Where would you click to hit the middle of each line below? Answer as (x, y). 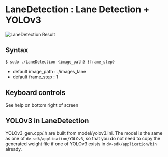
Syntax (17, 50)
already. (14, 149)
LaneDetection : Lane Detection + (77, 9)
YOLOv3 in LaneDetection (47, 121)
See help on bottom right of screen (42, 105)
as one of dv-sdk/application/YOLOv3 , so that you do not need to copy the (83, 139)
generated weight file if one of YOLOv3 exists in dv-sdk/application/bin (81, 144)
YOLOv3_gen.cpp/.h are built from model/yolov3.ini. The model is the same (84, 133)
